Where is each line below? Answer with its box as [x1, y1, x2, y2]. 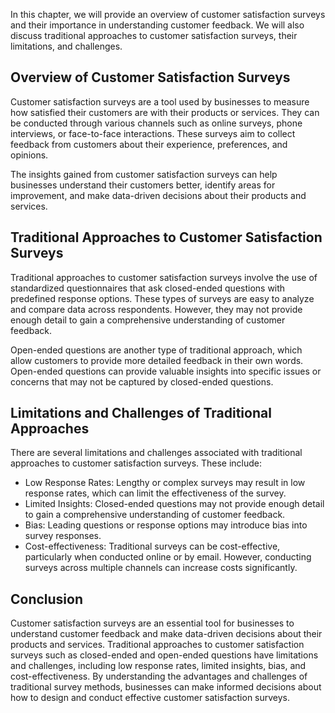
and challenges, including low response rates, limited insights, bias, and [10, 660, 307, 672]
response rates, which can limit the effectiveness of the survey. [24, 487, 287, 499]
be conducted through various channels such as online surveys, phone [10, 117, 303, 129]
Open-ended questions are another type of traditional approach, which [10, 344, 303, 356]
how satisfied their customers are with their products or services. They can [10, 106, 320, 118]
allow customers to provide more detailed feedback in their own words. [10, 354, 304, 366]
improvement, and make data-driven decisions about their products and [10, 189, 307, 201]
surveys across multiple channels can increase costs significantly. [24, 562, 298, 574]
